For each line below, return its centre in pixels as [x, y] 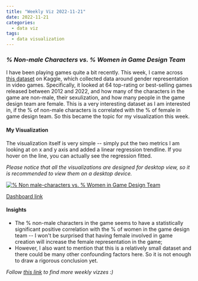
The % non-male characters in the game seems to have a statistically [99, 223]
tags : [13, 34]
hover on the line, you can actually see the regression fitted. [79, 156]
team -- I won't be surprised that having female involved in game [94, 235]
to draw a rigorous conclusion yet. [56, 260]
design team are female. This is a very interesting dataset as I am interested [98, 104]
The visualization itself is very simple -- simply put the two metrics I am [93, 143]
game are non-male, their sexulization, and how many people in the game [95, 97]
